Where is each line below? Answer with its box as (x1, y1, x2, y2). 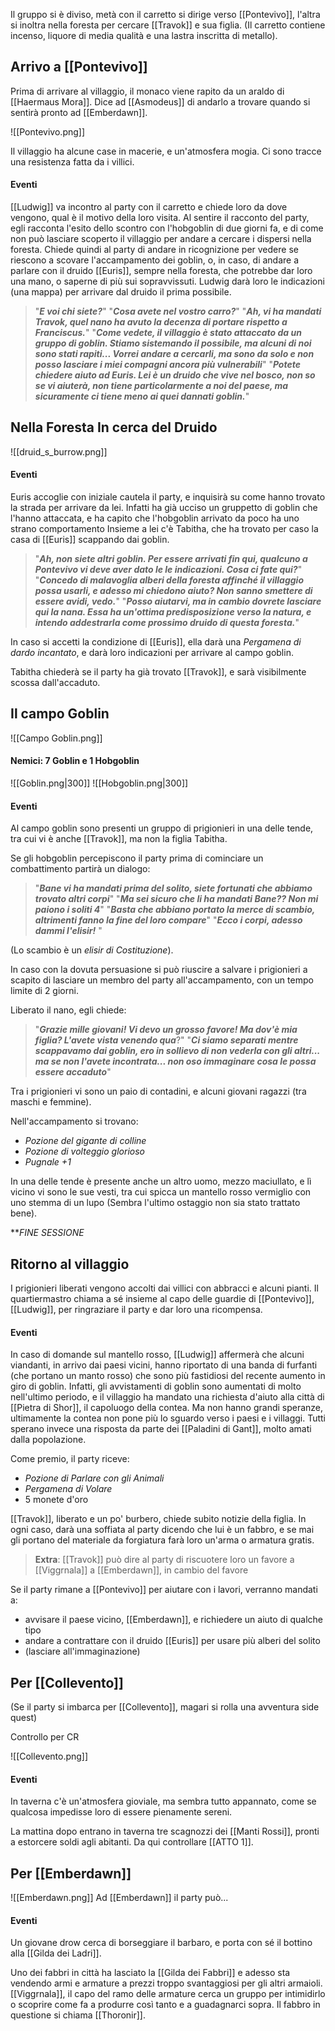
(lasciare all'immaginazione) (24, 1645, 141, 1658)
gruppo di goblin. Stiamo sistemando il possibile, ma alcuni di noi (34, 337, 312, 349)
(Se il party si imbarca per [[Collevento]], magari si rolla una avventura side (10, 1701, 320, 1713)
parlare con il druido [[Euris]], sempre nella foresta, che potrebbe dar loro (10, 265, 313, 277)
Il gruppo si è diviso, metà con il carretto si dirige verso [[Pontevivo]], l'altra (10, 9, 321, 20)
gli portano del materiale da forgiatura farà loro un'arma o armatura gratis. (10, 1534, 315, 1546)
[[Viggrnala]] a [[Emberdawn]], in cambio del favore (34, 1564, 249, 1576)
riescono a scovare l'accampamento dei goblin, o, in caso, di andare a (10, 254, 300, 266)
